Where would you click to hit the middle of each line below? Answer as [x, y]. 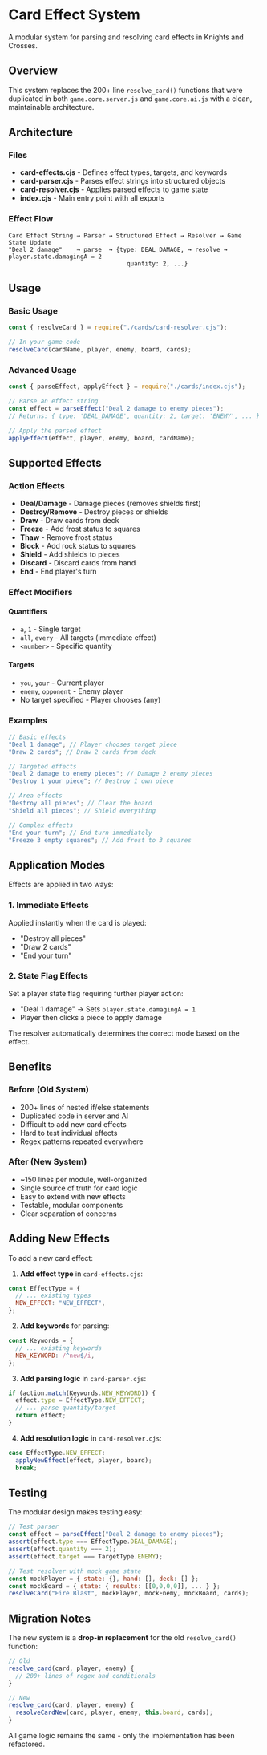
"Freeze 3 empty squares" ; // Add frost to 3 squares [100, 840]
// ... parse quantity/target [66, 1408]
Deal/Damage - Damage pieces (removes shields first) [110, 504]
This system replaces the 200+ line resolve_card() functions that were [125, 90]
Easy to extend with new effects [73, 1196]
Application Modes [57, 865]
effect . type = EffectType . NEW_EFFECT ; [81, 1400]
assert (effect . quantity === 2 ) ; [62, 1550]
